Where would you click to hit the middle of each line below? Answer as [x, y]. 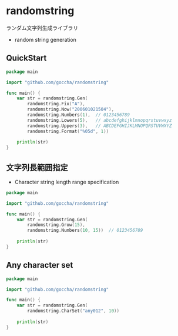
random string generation [45, 39]
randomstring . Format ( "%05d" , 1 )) [68, 131]
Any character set [40, 265]
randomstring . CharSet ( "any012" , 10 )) [73, 311]
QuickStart [26, 58]
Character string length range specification [67, 182]
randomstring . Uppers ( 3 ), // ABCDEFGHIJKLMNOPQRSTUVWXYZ [100, 126]
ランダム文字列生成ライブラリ [42, 28]
